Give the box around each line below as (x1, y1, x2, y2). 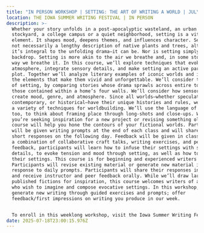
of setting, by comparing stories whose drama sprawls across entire (12, 83, 191, 89)
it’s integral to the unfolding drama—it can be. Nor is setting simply (12, 49, 200, 55)
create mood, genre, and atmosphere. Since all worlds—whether (12, 94, 175, 100)
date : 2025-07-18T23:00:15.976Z (6, 217, 88, 224)
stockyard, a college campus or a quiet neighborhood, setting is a (12, 32, 189, 38)
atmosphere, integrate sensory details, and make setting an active (12, 65, 189, 72)
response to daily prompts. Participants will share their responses (12, 167, 191, 173)
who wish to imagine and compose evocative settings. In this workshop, (12, 184, 200, 190)
